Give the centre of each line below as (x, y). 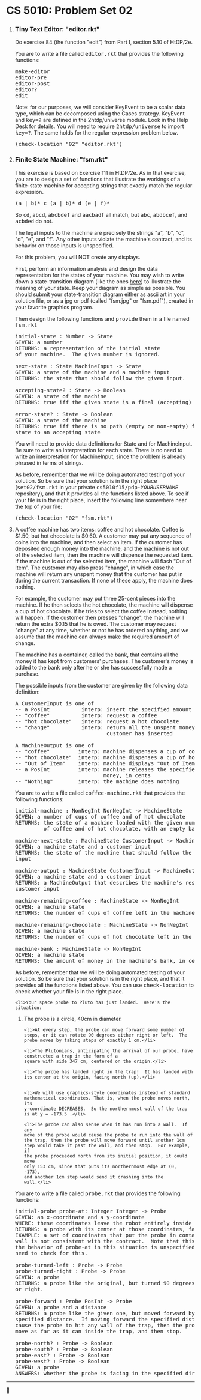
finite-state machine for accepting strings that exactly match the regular (103, 185)
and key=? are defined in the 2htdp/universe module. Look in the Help (101, 120)
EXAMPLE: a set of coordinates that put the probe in (95, 1235)
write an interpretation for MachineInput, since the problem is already (100, 456)
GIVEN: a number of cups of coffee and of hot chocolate (100, 817)
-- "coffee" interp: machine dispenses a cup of (100, 751)
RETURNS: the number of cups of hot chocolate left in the (103, 937)
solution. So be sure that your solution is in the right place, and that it (100, 978)
